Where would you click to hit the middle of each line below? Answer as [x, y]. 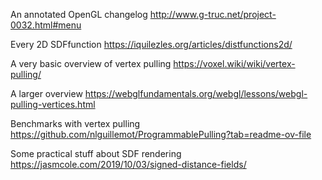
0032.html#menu [46, 25]
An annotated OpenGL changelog [79, 14]
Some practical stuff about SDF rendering [96, 153]
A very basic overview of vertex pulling [91, 63]
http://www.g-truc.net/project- [213, 14]
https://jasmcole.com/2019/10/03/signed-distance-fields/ [128, 164]
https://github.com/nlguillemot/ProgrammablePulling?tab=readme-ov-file [161, 134]
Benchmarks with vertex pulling [75, 123]
